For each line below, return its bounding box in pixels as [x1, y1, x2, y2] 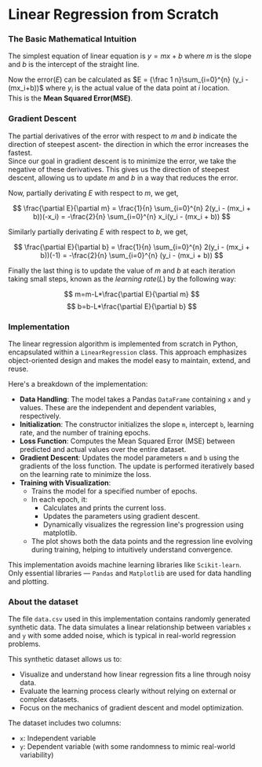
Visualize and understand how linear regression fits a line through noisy [19, 670, 251, 679]
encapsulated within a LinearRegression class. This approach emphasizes [8, 347, 247, 357]
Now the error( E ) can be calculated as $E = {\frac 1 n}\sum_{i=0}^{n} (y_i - [8, 75, 249, 84]
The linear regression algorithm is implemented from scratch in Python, [8, 339, 238, 348]
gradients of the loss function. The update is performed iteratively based [19, 461, 255, 471]
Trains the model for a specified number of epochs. [31, 486, 198, 496]
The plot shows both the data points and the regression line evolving [31, 536, 253, 545]
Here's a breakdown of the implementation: [8, 379, 148, 388]
